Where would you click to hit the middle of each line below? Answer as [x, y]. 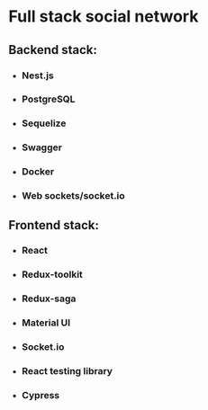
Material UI [46, 323]
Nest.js [38, 76]
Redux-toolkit [52, 274]
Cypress [41, 395]
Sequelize [44, 123]
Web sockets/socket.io [73, 196]
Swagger [41, 147]
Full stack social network [104, 17]
